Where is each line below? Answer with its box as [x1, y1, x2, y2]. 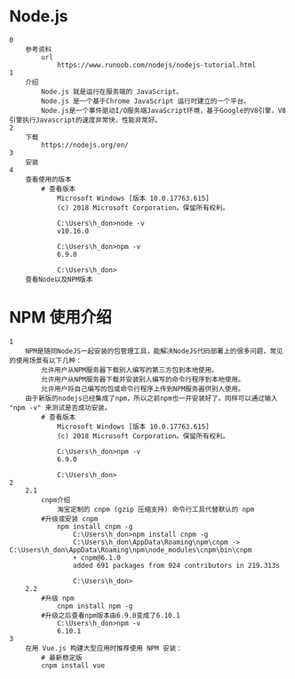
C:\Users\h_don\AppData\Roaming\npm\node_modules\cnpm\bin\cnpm [9, 545, 252, 555]
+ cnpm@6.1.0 [72, 553, 122, 562]
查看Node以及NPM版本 [25, 275, 93, 284]
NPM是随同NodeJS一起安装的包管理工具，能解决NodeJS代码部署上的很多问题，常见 [25, 347, 283, 355]
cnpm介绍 [41, 495, 71, 504]
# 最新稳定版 [41, 653, 83, 662]
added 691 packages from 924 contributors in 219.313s [72, 561, 280, 570]
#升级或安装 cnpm [41, 514, 99, 523]
